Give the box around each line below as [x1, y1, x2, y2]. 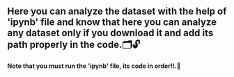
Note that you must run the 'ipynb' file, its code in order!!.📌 [7, 62, 181, 70]
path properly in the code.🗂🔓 [7, 39, 141, 51]
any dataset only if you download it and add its [7, 27, 214, 39]
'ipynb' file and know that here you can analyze [7, 17, 217, 28]
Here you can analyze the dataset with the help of [7, 6, 227, 17]
